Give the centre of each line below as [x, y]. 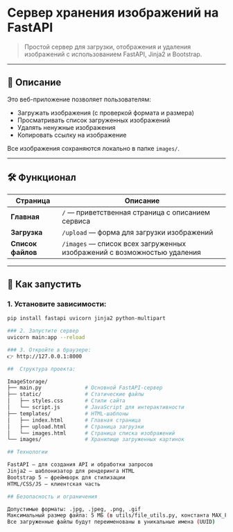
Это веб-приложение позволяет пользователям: [79, 99]
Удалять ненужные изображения [66, 127]
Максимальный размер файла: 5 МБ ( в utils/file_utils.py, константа [108, 515]
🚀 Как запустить [44, 284]
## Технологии [28, 452]
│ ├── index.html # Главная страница [74, 420]
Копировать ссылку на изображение [72, 135]
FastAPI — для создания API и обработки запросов [80, 465]
